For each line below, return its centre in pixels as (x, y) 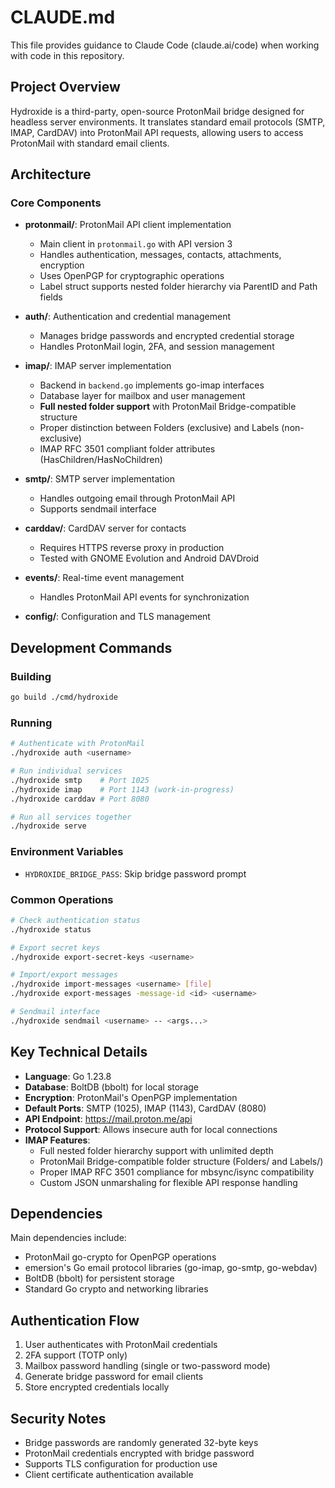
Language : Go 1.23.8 (68, 1076)
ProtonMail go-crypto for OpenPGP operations (120, 1257)
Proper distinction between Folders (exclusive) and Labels (159, 428)
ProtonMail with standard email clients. (90, 143)
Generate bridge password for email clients (114, 1377)
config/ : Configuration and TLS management (117, 617)
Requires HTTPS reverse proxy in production (132, 548)
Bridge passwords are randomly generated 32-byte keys (141, 1443)
